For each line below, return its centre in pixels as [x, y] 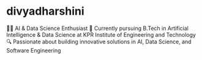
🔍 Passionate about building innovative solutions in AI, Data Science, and [99, 42]
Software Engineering [34, 50]
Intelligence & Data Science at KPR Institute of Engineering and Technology [101, 34]
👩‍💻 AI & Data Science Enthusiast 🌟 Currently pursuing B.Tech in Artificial [97, 28]
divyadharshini [45, 11]
